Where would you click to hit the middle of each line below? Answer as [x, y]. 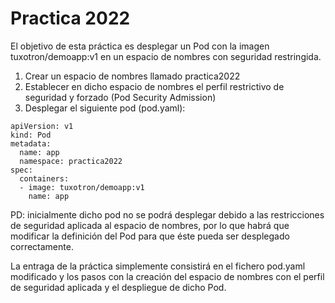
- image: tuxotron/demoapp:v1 [82, 187]
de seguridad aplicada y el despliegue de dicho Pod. [118, 287]
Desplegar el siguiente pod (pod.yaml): [105, 108]
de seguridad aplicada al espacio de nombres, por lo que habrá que [150, 225]
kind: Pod [31, 135]
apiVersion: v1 [42, 126]
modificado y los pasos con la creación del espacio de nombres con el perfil [167, 276]
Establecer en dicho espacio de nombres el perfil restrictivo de [154, 86]
